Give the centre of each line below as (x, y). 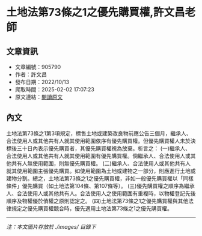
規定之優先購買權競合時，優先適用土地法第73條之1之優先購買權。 (92, 208)
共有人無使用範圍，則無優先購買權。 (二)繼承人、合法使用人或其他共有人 (101, 163)
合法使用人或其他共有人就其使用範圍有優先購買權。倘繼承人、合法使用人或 (98, 156)
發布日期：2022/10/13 (42, 82)
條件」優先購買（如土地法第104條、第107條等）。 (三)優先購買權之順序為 (95, 186)
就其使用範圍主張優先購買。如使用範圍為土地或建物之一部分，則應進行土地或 (101, 171)
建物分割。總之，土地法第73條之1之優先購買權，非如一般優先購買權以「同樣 (100, 178)
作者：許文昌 (31, 74)
